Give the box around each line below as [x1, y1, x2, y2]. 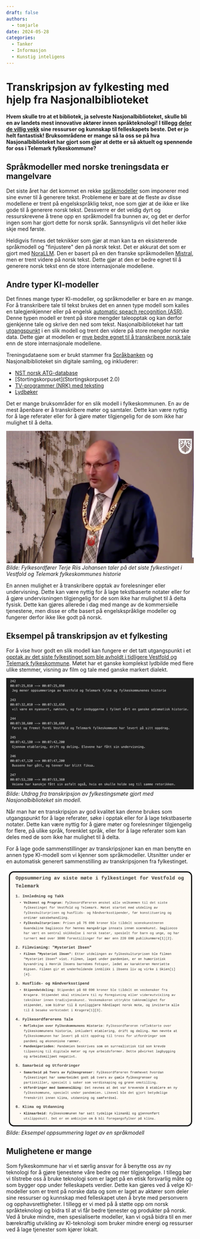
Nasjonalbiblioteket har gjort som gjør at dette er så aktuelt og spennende [6, 138, 192, 145]
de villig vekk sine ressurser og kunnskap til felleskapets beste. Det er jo [6, 126, 189, 133]
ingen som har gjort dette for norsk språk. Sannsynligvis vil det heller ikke [6, 219, 187, 226]
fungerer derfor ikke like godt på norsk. [6, 614, 103, 621]
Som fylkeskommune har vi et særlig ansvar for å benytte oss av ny [6, 1162, 171, 1169]
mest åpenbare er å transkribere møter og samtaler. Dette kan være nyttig [6, 407, 187, 414]
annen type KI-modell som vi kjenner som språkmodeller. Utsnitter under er [6, 852, 191, 859]
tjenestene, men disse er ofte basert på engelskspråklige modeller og [6, 607, 177, 614]
